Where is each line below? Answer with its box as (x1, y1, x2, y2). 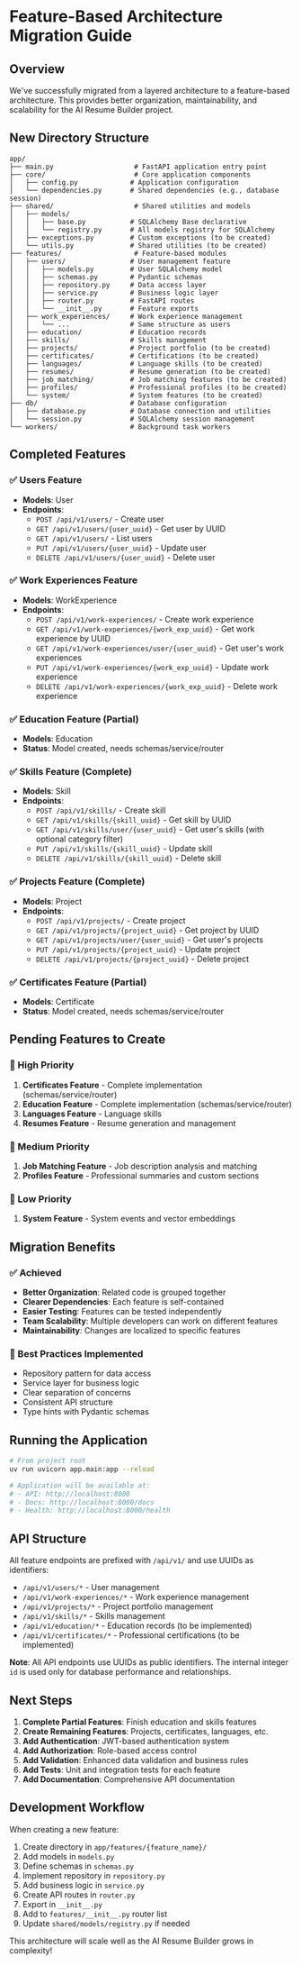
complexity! (9, 1944, 53, 1956)
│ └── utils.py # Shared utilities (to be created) (9, 241, 268, 250)
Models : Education (22, 733, 93, 744)
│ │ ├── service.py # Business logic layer (9, 288, 219, 297)
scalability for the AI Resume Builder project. (9, 105, 174, 114)
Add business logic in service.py (22, 1879, 146, 1890)
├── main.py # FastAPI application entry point (9, 162, 268, 171)
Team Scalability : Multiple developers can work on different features (22, 1315, 279, 1326)
